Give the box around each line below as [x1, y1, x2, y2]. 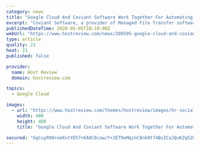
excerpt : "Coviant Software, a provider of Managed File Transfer [6, 20, 174, 26]
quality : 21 [6, 42, 36, 48]
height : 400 [17, 118, 46, 124]
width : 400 [17, 112, 44, 119]
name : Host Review [11, 69, 58, 75]
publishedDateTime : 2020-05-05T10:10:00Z [6, 25, 111, 32]
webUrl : [6, 31, 26, 37]
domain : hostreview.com [11, 75, 70, 81]
